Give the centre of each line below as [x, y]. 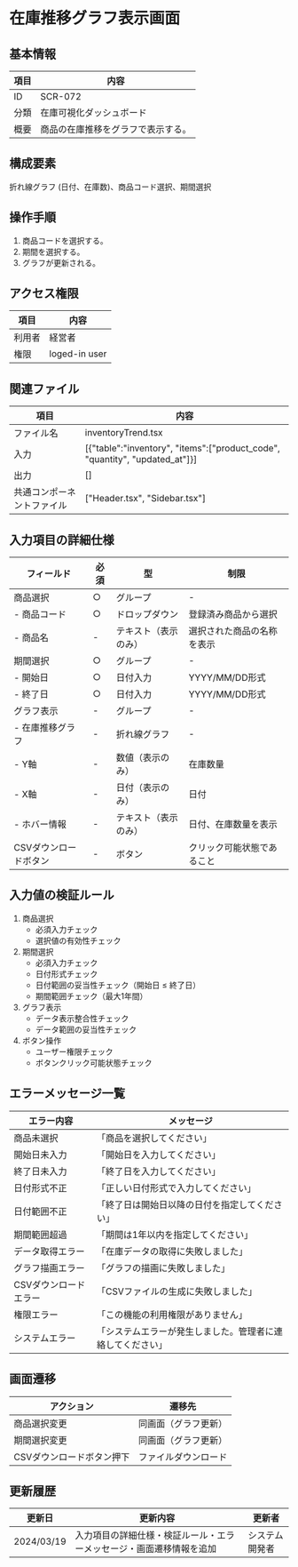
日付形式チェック [67, 973]
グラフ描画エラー [50, 1267]
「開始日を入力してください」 [158, 1155]
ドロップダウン [147, 614]
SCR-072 [61, 96]
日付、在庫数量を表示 [233, 825]
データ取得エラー [50, 1251]
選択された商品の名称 [233, 631]
